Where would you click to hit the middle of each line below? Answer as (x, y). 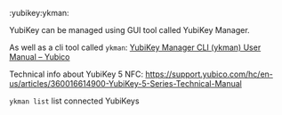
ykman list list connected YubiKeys (74, 101)
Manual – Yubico (40, 57)
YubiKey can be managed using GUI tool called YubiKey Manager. (130, 30)
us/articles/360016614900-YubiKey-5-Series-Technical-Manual (125, 83)
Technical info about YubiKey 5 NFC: (77, 74)
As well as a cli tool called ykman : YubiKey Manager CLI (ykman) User (135, 47)
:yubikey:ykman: (39, 13)
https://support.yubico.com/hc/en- (209, 74)
